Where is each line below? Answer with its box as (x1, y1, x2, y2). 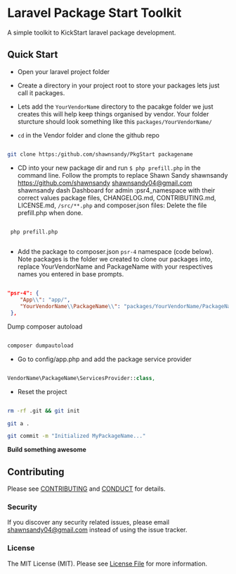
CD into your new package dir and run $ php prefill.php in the (17, 164, 202, 172)
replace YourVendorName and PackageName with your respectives (17, 262, 213, 271)
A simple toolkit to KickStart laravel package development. (7, 28, 176, 37)
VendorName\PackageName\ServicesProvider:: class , (7, 374, 156, 381)
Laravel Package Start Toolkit (7, 5, 182, 21)
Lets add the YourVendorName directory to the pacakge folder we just (17, 102, 214, 111)
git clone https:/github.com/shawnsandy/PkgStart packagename (7, 150, 193, 158)
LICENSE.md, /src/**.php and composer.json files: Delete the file (17, 201, 207, 209)
